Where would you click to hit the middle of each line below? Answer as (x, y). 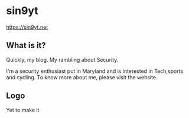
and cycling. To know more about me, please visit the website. (82, 77)
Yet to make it (23, 110)
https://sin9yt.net (27, 27)
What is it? (26, 45)
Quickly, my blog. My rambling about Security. (62, 59)
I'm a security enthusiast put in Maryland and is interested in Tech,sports (95, 71)
